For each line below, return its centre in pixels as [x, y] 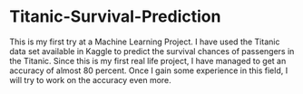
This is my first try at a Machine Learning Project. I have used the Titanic [145, 42]
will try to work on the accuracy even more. [91, 80]
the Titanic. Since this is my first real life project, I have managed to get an [148, 61]
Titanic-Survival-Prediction [115, 17]
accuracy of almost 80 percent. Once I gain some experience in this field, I [149, 70]
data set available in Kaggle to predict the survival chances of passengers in [152, 51]
